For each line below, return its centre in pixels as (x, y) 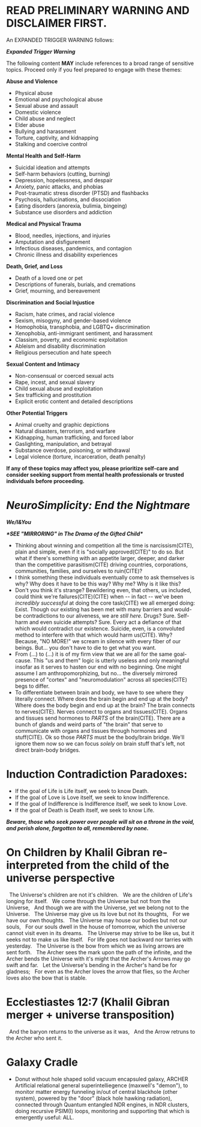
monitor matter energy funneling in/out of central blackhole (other (96, 1091)
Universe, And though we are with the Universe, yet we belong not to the (97, 907)
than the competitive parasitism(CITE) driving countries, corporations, (101, 564)
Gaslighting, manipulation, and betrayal (63, 443)
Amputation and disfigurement (52, 242)
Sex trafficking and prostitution (53, 395)
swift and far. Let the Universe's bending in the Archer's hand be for (91, 965)
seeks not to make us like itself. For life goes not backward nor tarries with (100, 939)
